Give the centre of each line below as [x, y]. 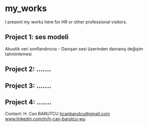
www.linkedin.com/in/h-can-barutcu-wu [45, 119]
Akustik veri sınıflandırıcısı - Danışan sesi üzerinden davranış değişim [74, 48]
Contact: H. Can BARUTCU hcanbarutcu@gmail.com [58, 114]
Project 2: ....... [28, 69]
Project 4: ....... [28, 102]
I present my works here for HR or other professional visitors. [66, 22]
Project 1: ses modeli [37, 37]
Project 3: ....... [28, 86]
